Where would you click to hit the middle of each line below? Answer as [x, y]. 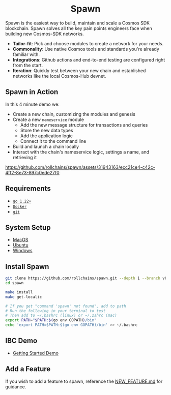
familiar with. [26, 54]
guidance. [16, 386]
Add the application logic [46, 136]
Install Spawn [27, 267]
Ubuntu [21, 245]
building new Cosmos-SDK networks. [45, 34]
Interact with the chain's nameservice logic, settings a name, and [81, 152]
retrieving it [25, 157]
